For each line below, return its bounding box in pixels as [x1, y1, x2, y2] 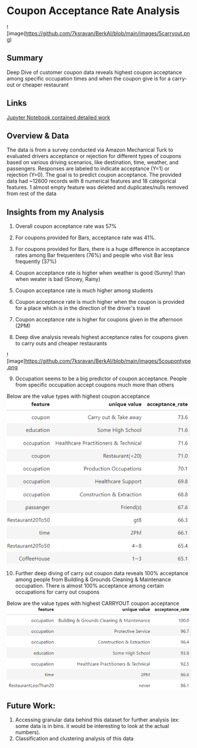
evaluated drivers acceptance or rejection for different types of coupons [6, 153, 181, 160]
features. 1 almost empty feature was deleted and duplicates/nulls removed [6, 184, 188, 191]
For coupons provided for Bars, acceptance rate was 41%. [15, 234, 156, 241]
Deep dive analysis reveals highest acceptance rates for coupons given [15, 334, 188, 341]
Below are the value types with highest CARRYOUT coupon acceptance [6, 600, 179, 607]
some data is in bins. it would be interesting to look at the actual [15, 723, 169, 730]
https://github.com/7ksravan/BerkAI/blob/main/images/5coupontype [25, 357, 191, 365]
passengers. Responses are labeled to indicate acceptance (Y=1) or [6, 165, 170, 172]
